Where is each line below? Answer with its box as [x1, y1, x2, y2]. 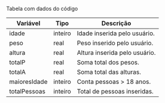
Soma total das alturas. [77, 68, 142, 76]
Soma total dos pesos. [77, 58, 139, 66]
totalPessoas [9, 88, 46, 95]
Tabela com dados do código [6, 5, 78, 12]
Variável [16, 19, 41, 27]
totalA [9, 68, 26, 76]
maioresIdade [9, 77, 48, 86]
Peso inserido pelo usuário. [77, 39, 154, 47]
